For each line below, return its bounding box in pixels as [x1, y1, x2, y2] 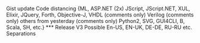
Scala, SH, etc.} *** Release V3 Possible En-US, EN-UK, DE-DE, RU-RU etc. [6, 24, 192, 31]
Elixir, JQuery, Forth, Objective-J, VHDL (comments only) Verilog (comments [6, 11, 194, 18]
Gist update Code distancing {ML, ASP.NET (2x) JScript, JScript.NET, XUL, [6, 5, 190, 12]
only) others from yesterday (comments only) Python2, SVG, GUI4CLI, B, [6, 18, 185, 24]
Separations [6, 30, 36, 37]
